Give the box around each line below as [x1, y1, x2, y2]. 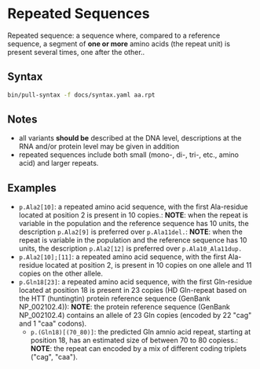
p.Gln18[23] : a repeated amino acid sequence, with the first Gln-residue [18, 277, 253, 287]
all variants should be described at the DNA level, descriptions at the [18, 133, 242, 143]
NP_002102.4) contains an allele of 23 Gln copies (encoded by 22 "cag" [18, 311, 252, 320]
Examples [7, 181, 57, 195]
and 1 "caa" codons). [18, 319, 87, 328]
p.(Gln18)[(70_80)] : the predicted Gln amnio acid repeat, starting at [30, 327, 251, 337]
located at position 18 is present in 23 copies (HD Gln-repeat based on [18, 286, 247, 295]
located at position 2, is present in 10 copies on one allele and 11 [45, 261, 252, 270]
